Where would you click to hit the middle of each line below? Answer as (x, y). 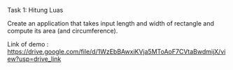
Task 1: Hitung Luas (35, 10)
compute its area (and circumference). (63, 31)
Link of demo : (28, 44)
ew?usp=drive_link (34, 59)
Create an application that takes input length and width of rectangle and (111, 23)
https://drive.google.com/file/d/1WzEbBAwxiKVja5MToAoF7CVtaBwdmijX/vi (116, 52)
